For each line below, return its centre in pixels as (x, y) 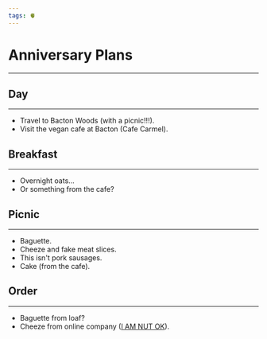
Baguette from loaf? (52, 318)
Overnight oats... (47, 181)
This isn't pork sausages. (61, 258)
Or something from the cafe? (67, 189)
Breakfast (33, 154)
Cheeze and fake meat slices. (68, 249)
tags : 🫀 (22, 16)
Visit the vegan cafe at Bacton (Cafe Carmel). (94, 129)
